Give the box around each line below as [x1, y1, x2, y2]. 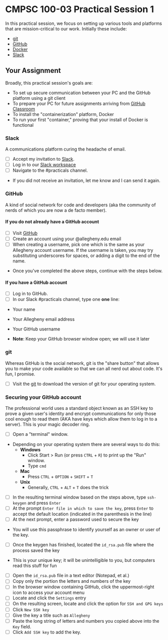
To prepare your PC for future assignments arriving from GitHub [12, 100, 146, 106]
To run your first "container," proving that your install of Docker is [12, 117, 148, 123]
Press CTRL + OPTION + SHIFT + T [27, 473, 93, 479]
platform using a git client [12, 95, 66, 101]
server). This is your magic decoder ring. [5, 421, 90, 427]
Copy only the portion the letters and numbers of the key [12, 578, 131, 584]
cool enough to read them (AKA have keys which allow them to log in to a [5, 416, 157, 422]
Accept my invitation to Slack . [12, 156, 75, 162]
